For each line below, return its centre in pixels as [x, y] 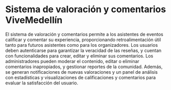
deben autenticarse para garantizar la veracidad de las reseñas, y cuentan [83, 50]
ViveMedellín [34, 20]
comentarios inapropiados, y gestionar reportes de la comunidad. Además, [84, 67]
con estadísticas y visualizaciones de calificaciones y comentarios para [81, 77]
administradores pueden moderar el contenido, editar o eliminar [72, 61]
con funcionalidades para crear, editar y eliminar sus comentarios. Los [79, 56]
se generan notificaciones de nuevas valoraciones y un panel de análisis [82, 72]
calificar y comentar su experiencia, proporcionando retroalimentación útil [83, 40]
